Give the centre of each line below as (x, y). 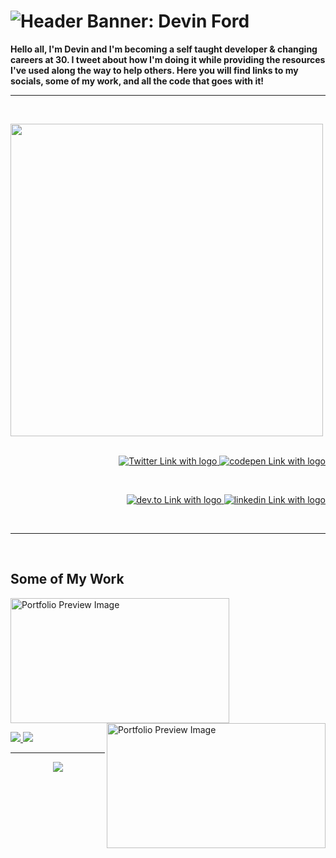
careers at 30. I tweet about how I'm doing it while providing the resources (168, 59)
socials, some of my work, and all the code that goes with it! (137, 81)
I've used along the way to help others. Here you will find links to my (154, 70)
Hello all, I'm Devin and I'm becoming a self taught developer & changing (164, 49)
